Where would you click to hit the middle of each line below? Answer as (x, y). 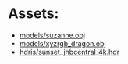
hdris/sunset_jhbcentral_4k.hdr (69, 52)
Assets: (34, 14)
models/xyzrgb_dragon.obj (63, 43)
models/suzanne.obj (52, 35)
